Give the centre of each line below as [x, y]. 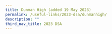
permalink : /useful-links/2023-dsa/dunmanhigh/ [56, 14]
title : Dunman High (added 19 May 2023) [48, 10]
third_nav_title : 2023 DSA [34, 24]
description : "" [22, 19]
